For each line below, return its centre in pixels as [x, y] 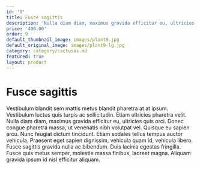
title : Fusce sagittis [35, 17]
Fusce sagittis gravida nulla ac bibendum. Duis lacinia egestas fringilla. [94, 147]
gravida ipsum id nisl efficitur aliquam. [53, 159]
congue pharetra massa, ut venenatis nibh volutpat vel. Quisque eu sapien [98, 128]
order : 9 [17, 34]
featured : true [25, 57]
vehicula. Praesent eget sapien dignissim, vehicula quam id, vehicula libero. [100, 140]
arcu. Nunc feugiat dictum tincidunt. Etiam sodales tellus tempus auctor [95, 134]
